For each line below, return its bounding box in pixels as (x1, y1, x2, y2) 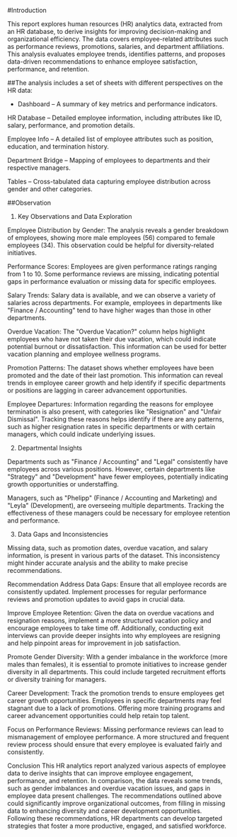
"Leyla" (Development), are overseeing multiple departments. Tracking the (7, 501, 224, 509)
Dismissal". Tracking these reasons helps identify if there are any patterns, (7, 415, 224, 423)
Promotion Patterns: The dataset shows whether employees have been (7, 364, 214, 372)
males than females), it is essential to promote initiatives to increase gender (7, 660, 228, 668)
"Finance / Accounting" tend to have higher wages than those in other (7, 306, 212, 314)
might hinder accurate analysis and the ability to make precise (7, 559, 189, 567)
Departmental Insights (17, 444, 83, 452)
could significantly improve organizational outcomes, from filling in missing (7, 799, 226, 807)
